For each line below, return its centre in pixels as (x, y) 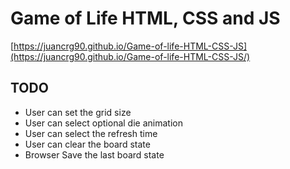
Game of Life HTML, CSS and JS (145, 18)
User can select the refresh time (91, 133)
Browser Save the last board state (94, 154)
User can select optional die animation (103, 123)
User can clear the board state (87, 144)
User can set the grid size (78, 112)
